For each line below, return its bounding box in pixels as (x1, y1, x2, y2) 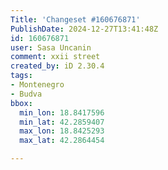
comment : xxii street (10, 52, 101, 62)
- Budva (10, 89, 43, 99)
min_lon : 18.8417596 (19, 107, 105, 118)
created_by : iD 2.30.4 (10, 61, 105, 71)
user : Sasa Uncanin (10, 42, 92, 53)
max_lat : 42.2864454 (19, 136, 105, 146)
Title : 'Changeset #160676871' (10, 14, 141, 25)
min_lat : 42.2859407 (19, 117, 105, 127)
